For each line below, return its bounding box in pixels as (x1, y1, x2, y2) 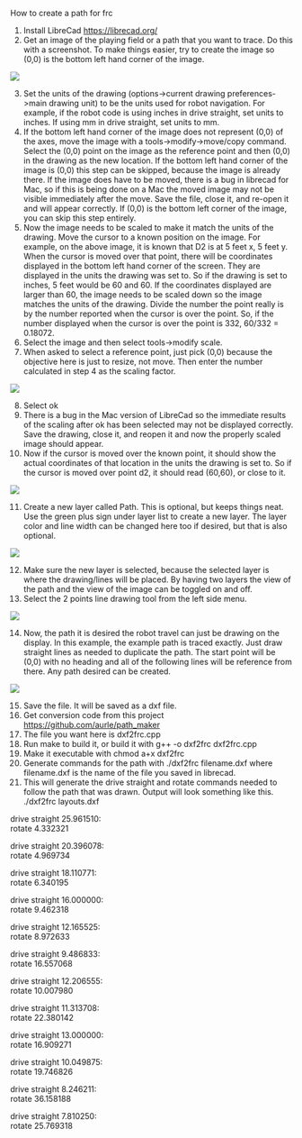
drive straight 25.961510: (10, 814, 102, 824)
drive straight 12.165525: (10, 922, 101, 932)
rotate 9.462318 (10, 905, 70, 915)
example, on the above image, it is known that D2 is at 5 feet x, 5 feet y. (22, 241, 289, 251)
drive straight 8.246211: (10, 1084, 97, 1094)
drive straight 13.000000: (10, 1030, 104, 1040)
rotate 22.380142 (10, 1013, 75, 1023)
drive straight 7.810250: (10, 1111, 97, 1121)
